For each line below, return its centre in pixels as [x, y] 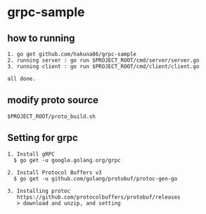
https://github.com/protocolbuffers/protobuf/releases [98, 197]
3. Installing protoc [39, 191]
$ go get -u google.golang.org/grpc [67, 160]
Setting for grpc [43, 138]
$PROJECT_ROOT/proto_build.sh [52, 116]
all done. [22, 79]
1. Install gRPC [31, 154]
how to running [41, 38]
